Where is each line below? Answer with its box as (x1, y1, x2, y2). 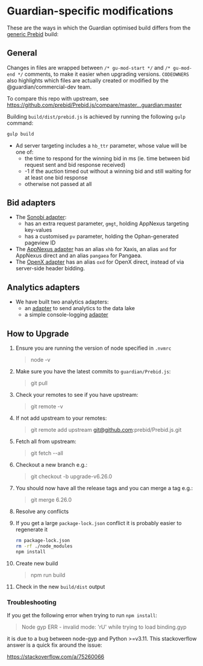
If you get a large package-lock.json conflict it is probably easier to (15, 520, 182, 527)
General (7, 48, 38, 58)
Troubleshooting (7, 598, 57, 606)
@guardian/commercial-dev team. (7, 83, 92, 90)
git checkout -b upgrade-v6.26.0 (30, 473, 113, 480)
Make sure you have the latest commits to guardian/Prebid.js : (15, 368, 171, 375)
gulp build (7, 131, 34, 137)
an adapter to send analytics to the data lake (24, 305, 135, 312)
